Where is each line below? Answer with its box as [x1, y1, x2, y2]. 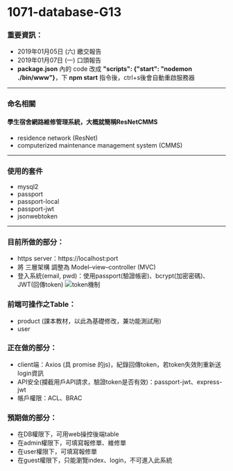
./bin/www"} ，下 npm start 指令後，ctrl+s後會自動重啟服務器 [17, 74, 196, 82]
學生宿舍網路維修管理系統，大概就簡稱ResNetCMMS [7, 118, 158, 126]
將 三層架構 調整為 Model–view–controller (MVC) [17, 263, 156, 271]
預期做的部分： [7, 413, 58, 422]
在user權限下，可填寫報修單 [17, 447, 97, 456]
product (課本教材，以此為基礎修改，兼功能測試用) [17, 317, 162, 325]
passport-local [17, 197, 60, 205]
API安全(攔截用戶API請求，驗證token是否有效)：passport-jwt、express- [17, 377, 223, 386]
